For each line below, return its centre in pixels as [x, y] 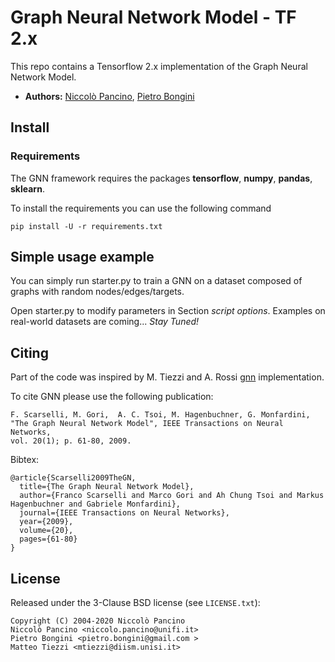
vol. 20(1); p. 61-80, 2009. [71, 441]
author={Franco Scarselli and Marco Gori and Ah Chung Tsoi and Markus [172, 496]
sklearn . [27, 188]
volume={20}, [46, 531]
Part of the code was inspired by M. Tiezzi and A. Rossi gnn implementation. [167, 377]
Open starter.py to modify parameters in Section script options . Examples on [168, 311]
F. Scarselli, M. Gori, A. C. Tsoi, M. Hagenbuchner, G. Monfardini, [160, 415]
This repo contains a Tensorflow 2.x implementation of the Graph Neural [159, 66]
